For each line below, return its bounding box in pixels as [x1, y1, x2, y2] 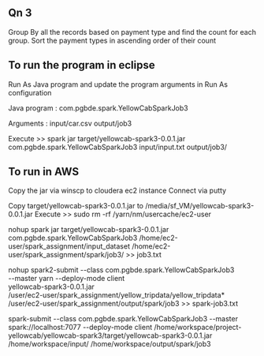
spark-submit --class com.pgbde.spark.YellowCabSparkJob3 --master [8, 314, 239, 324]
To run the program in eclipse [8, 58, 155, 72]
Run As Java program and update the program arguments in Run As [8, 79, 229, 89]
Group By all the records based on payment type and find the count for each [8, 27, 257, 36]
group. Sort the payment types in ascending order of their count [8, 36, 217, 45]
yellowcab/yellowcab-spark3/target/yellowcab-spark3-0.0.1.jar [8, 331, 213, 340]
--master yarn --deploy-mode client [8, 274, 125, 283]
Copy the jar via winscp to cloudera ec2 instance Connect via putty [8, 185, 227, 196]
